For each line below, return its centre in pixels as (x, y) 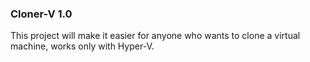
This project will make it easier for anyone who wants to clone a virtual (155, 36)
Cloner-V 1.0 (41, 14)
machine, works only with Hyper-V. (82, 46)
